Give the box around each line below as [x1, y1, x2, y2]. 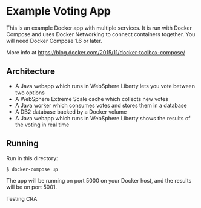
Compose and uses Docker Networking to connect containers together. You [6, 30, 196, 37]
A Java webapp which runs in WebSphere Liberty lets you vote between [15, 82, 196, 89]
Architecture [6, 67, 56, 77]
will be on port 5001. [6, 183, 58, 190]
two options [15, 89, 45, 96]
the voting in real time [15, 121, 70, 128]
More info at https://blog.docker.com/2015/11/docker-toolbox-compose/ [6, 48, 186, 56]
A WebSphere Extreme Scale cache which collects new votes [15, 95, 168, 102]
